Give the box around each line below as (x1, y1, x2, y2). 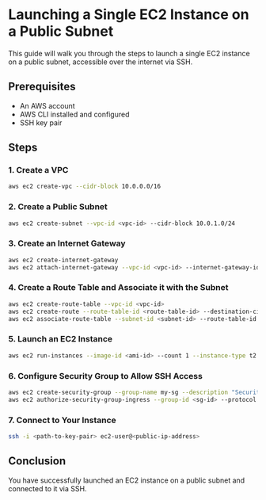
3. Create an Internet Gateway (8, 238, 126, 249)
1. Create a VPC (8, 165, 69, 176)
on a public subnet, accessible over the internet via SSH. (8, 57, 193, 67)
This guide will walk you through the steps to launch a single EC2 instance (8, 48, 251, 58)
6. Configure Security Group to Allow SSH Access (8, 370, 203, 381)
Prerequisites (8, 80, 76, 94)
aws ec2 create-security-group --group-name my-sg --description (8, 388, 228, 396)
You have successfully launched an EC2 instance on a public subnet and (8, 475, 245, 485)
